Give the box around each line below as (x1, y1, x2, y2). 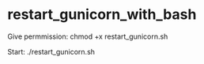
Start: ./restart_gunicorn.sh (7, 47, 96, 56)
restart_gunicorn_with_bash (7, 6, 197, 24)
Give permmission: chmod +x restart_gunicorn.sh (7, 32, 168, 41)
